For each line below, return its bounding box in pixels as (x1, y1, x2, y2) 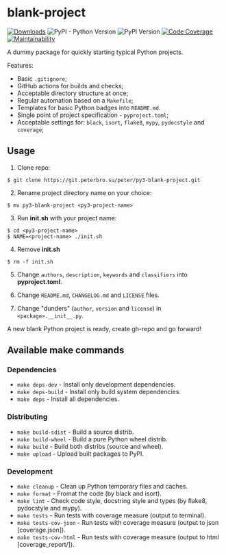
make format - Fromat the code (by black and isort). (16, 489, 162, 498)
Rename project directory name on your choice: (16, 188, 152, 196)
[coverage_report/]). (16, 541, 75, 549)
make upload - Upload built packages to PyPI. (16, 450, 145, 458)
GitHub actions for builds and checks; (16, 81, 124, 90)
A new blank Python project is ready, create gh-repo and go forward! (7, 324, 202, 333)
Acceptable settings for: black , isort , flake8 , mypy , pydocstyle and (16, 118, 205, 126)
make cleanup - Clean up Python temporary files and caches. (16, 482, 188, 491)
